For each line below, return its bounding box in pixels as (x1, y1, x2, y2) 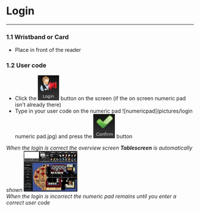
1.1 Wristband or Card (6, 33, 69, 41)
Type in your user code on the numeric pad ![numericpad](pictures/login (14, 107, 193, 114)
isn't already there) (14, 101, 61, 108)
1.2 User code (6, 61, 46, 70)
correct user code (6, 198, 51, 206)
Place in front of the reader (14, 46, 82, 54)
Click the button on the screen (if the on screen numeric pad (14, 94, 186, 102)
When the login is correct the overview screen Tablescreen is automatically (6, 144, 193, 151)
